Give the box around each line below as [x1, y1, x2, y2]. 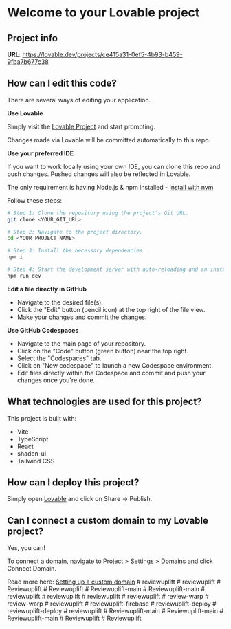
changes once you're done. [16, 376, 96, 384]
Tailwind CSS [16, 456, 55, 465]
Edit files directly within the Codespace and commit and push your [16, 368, 206, 377]
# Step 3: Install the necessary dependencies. [7, 247, 146, 254]
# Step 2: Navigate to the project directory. [7, 228, 143, 235]
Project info [7, 32, 58, 44]
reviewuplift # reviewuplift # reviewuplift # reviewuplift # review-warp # [7, 593, 210, 601]
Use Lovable [7, 109, 43, 118]
